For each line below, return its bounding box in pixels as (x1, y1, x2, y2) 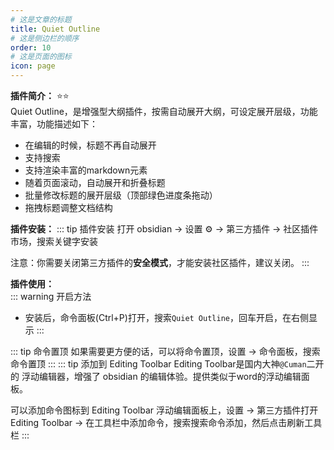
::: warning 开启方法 (10, 291, 92, 302)
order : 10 (10, 42, 52, 53)
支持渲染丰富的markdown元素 (24, 164, 148, 176)
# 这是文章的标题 (10, 14, 72, 25)
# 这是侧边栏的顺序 (10, 33, 80, 43)
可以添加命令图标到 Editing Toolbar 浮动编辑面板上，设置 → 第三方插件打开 (10, 404, 319, 416)
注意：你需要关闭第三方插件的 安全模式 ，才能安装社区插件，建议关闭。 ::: (10, 257, 310, 268)
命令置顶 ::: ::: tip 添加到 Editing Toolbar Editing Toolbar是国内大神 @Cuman (10, 358, 307, 370)
